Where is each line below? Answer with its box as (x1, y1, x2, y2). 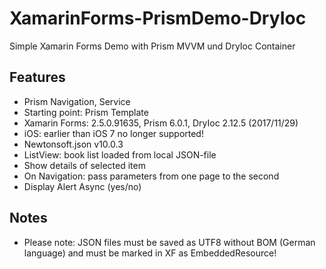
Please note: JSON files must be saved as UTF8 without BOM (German (23, 236, 316, 248)
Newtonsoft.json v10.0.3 (23, 138, 124, 150)
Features (9, 69, 66, 86)
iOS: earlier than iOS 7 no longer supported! (23, 127, 204, 139)
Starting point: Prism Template (23, 106, 149, 118)
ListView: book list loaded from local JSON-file (23, 148, 217, 161)
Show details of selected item (23, 159, 146, 171)
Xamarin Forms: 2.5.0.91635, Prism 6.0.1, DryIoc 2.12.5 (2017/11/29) (23, 117, 299, 129)
